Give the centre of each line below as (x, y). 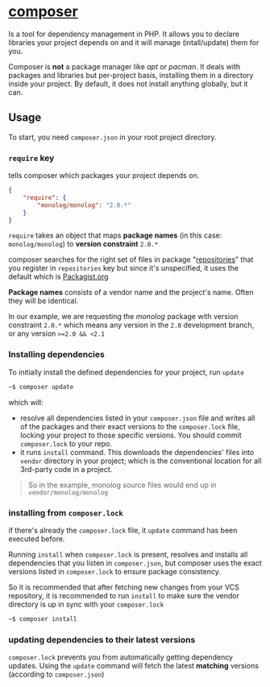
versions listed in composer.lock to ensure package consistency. (115, 571)
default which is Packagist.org (58, 277)
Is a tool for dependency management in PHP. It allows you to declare (124, 34)
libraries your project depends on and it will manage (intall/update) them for (134, 42)
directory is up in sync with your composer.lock (86, 604)
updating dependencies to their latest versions (102, 639)
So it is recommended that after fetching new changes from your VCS (124, 587)
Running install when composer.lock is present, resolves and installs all (128, 554)
